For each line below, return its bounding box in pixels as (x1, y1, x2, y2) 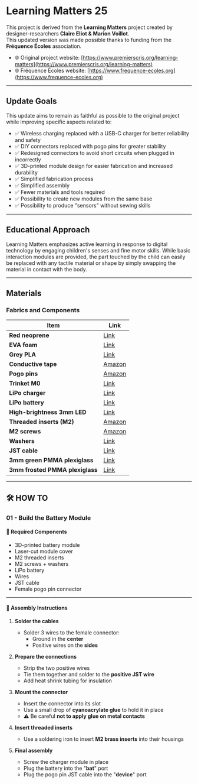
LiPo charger (9, 389, 46, 397)
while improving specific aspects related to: (6, 118, 112, 125)
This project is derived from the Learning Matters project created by (6, 24, 173, 31)
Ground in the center (32, 635, 84, 642)
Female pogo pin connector (14, 585, 82, 592)
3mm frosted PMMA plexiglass (9, 466, 98, 474)
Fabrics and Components (6, 306, 80, 314)
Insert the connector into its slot (23, 699, 101, 707)
